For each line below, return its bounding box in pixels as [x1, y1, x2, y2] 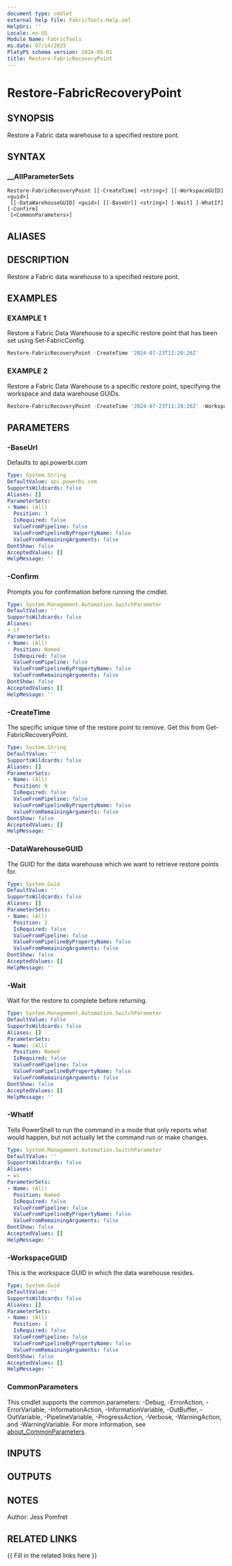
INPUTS [7, 1448, 41, 1459]
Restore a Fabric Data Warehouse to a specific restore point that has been [7, 329, 217, 337]
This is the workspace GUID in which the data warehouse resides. [7, 1269, 195, 1277]
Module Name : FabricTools [7, 36, 81, 43]
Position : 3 [13, 510, 48, 517]
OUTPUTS [7, 1471, 52, 1483]
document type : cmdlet [7, 10, 72, 17]
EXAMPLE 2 [7, 366, 48, 376]
